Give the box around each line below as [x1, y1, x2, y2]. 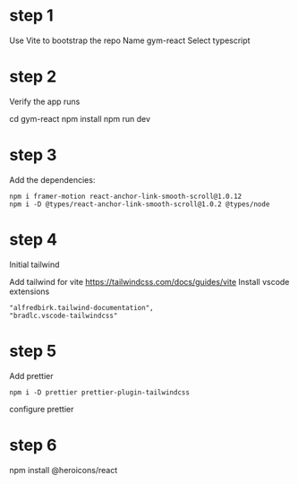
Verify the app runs [9, 96, 81, 107]
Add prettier [9, 370, 54, 381]
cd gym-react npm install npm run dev [9, 113, 150, 124]
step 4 [9, 229, 58, 249]
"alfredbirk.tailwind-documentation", [9, 303, 154, 312]
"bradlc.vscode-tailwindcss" [9, 311, 118, 320]
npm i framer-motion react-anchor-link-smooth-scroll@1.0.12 [9, 192, 243, 201]
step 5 [9, 341, 57, 361]
